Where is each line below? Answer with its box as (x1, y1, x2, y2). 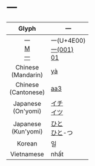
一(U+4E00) (50, 36, 86, 45)
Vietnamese (10, 150, 44, 158)
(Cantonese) (9, 88, 45, 96)
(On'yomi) (13, 107, 42, 115)
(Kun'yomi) (11, 127, 44, 135)
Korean (17, 139, 38, 147)
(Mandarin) (11, 71, 44, 79)
